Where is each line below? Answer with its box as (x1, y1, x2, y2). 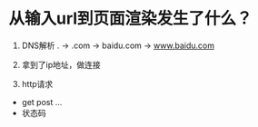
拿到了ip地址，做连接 (21, 59, 101, 70)
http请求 (21, 78, 54, 89)
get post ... (21, 96, 63, 107)
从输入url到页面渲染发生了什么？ (8, 8, 253, 29)
